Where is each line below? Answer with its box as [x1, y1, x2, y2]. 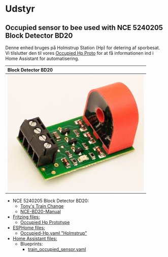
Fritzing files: [12, 214, 40, 220]
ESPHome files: [12, 224, 45, 231]
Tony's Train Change [20, 203, 64, 209]
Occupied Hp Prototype [20, 219, 70, 226]
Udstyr [5, 3, 35, 15]
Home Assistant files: [12, 236, 57, 242]
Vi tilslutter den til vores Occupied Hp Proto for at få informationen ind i [5, 50, 154, 56]
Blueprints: [20, 241, 43, 247]
